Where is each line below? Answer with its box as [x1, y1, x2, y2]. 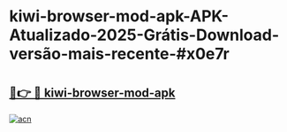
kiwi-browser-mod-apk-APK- [9, 6, 230, 27]
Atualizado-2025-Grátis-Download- [9, 25, 280, 45]
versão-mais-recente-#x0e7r [9, 44, 230, 64]
